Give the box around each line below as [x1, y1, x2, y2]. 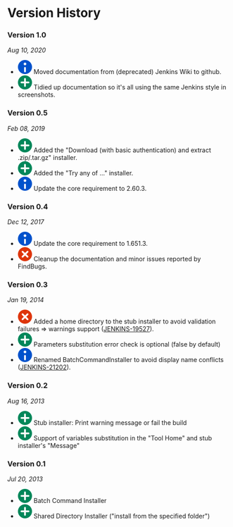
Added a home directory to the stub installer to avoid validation [33, 317, 216, 325]
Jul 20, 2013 [7, 474, 44, 483]
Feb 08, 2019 [7, 124, 46, 132]
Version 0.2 [7, 380, 48, 390]
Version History [7, 5, 101, 21]
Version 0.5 [7, 108, 48, 118]
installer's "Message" [17, 441, 80, 449]
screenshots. [17, 90, 56, 99]
